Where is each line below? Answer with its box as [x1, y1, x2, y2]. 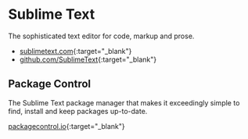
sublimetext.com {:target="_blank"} [19, 46, 132, 55]
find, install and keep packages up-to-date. [8, 106, 148, 116]
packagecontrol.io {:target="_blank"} [8, 121, 125, 130]
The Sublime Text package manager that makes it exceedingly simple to [8, 98, 240, 107]
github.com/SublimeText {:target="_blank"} [19, 55, 157, 64]
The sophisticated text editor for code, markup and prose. [8, 31, 195, 41]
